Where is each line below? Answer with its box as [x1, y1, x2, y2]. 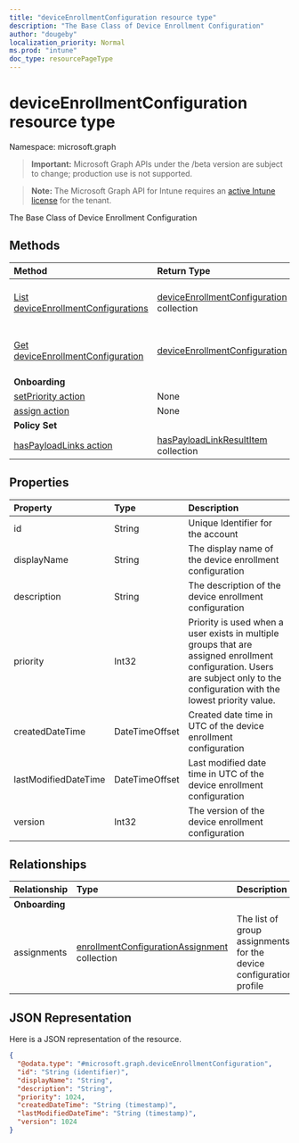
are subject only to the [188, 671, 282, 683]
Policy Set [13, 418, 58, 431]
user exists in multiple [188, 626, 279, 639]
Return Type [157, 264, 211, 277]
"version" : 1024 [17, 1117, 77, 1127]
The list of [236, 913, 279, 925]
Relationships [9, 857, 87, 872]
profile [236, 980, 264, 992]
